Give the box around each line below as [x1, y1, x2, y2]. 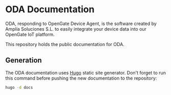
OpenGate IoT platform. [5, 31, 55, 37]
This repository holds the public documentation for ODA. [5, 41, 124, 47]
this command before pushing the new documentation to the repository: [5, 75, 157, 81]
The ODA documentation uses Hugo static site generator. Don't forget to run [5, 69, 166, 76]
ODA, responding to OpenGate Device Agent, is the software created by [5, 20, 157, 27]
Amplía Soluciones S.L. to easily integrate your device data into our [5, 26, 147, 32]
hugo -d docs [5, 85, 33, 90]
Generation [5, 56, 42, 65]
